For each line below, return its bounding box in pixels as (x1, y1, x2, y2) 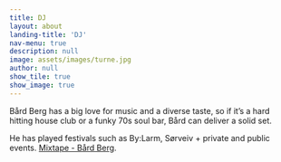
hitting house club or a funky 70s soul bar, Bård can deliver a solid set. (9, 115, 272, 126)
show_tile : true (9, 72, 71, 81)
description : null (9, 47, 79, 56)
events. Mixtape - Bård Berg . (9, 142, 117, 153)
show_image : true (9, 81, 75, 90)
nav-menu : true (9, 38, 67, 48)
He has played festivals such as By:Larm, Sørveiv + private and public (9, 132, 270, 143)
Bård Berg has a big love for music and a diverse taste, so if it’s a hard (9, 105, 270, 116)
